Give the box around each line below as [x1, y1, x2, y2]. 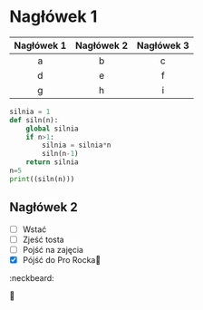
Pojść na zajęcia [22, 244, 84, 255]
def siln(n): [9, 115, 59, 124]
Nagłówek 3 [136, 39, 190, 52]
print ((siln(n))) [9, 174, 75, 183]
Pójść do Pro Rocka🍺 [22, 254, 101, 265]
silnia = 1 [9, 107, 51, 116]
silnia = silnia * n [42, 140, 111, 150]
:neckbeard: [9, 272, 54, 283]
